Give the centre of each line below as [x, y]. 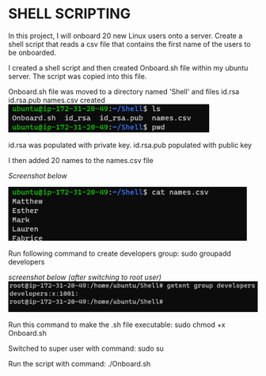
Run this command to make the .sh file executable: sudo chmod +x [117, 325]
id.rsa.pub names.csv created [57, 100]
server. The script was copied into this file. [78, 76]
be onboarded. [32, 52]
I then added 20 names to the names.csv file [81, 160]
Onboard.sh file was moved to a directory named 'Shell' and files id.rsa [124, 91]
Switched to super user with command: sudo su [86, 348]
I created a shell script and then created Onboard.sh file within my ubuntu [128, 67]
